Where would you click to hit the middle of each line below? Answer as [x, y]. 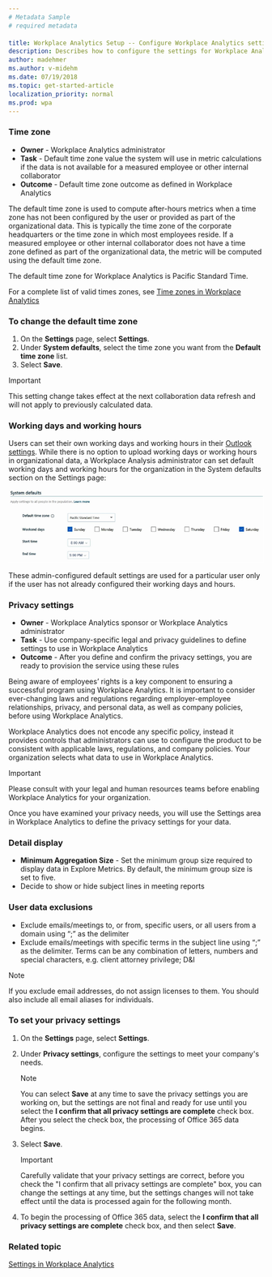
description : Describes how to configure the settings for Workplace [128, 51]
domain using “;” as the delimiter [74, 933]
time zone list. [44, 356]
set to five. [38, 878]
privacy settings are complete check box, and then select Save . [128, 1225]
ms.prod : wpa [30, 103]
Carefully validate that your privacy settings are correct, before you [132, 1175]
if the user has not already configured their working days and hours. [122, 584]
